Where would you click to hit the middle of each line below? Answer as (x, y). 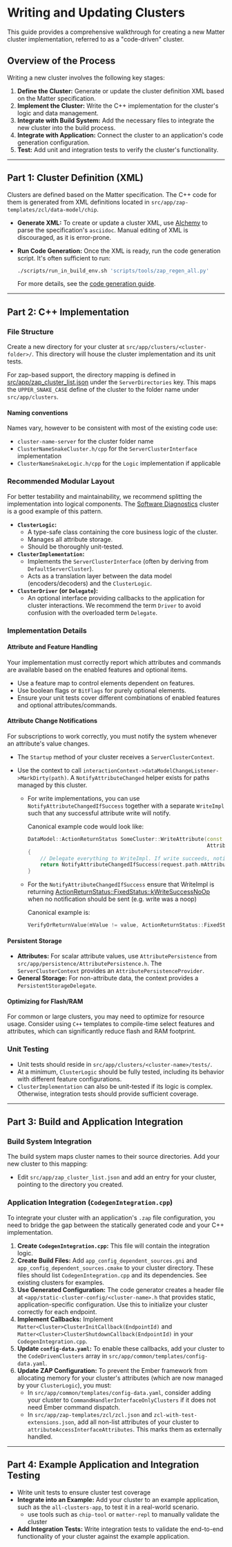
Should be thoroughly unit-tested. (76, 547)
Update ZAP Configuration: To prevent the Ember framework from (112, 1370)
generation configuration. (53, 142)
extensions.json (51, 1422)
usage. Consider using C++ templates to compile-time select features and (111, 1024)
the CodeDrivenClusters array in (62, 1356)
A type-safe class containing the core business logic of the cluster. (123, 532)
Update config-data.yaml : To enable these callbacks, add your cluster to (121, 1348)
